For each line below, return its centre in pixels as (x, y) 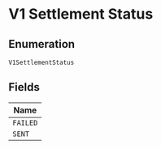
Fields (24, 87)
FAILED (25, 123)
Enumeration (42, 44)
